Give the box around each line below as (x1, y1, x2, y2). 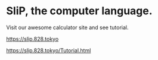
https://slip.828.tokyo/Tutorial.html (6, 46, 91, 54)
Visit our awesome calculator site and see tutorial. (6, 24, 129, 31)
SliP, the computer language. (6, 4, 153, 18)
